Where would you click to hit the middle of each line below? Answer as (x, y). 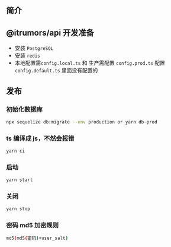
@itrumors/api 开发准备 (50, 32)
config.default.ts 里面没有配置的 (56, 71)
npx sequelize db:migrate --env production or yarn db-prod (82, 122)
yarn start (20, 180)
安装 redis (27, 56)
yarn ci (16, 151)
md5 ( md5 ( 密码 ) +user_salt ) (37, 238)
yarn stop (18, 209)
